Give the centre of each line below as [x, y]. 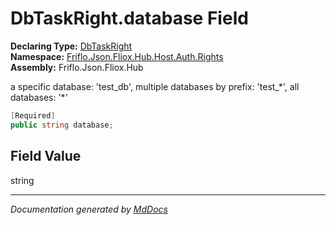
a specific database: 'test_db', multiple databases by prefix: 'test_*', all [155, 86]
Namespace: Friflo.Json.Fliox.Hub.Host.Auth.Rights [117, 56]
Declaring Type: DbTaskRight [71, 46]
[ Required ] [33, 115]
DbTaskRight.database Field [129, 18]
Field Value [46, 156]
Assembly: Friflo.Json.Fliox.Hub [77, 67]
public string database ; [62, 125]
